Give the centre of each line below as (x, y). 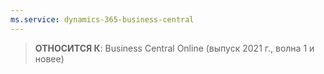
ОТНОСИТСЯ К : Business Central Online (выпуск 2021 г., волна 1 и (174, 48)
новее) (49, 58)
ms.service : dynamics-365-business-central (102, 19)
